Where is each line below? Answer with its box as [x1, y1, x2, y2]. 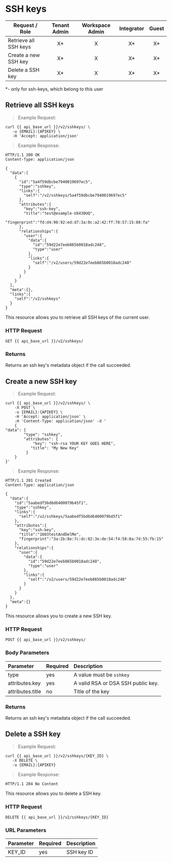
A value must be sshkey [73, 671, 130, 678]
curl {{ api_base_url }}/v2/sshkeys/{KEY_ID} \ [5, 753, 109, 758]
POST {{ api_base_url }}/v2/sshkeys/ [5, 638, 86, 643]
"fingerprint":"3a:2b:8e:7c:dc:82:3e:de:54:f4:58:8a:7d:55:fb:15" [18, 536, 164, 542]
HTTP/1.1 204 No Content [5, 781, 58, 786]
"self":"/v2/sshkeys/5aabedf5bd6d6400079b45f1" [18, 514, 123, 519]
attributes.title [8, 688, 41, 695]
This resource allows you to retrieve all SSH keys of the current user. [5, 314, 150, 320]
